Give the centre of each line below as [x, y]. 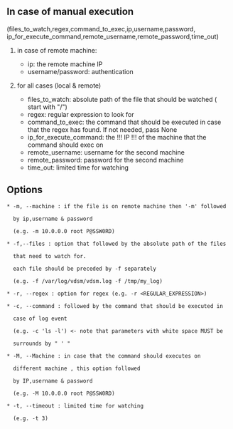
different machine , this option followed [77, 368]
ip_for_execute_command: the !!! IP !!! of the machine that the [117, 137]
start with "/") [48, 107]
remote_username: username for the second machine [106, 152]
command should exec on [65, 145]
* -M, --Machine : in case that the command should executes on [104, 356]
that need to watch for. [50, 256]
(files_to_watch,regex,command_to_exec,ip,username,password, [101, 29]
